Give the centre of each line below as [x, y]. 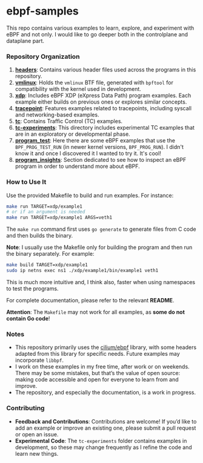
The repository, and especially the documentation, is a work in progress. [105, 393]
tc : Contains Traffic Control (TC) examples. [69, 121]
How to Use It [26, 182]
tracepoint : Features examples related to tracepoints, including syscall [103, 108]
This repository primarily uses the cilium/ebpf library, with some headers [106, 347]
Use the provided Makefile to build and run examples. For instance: [90, 195]
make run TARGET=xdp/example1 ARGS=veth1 [59, 218]
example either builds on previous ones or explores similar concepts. [101, 102]
